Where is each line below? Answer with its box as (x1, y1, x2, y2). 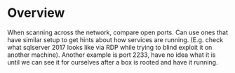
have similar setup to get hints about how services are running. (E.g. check (7, 35, 223, 44)
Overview (7, 5, 65, 21)
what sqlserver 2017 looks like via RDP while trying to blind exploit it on (7, 43, 213, 51)
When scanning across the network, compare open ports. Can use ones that (7, 28, 228, 36)
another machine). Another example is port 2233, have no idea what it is (7, 51, 216, 59)
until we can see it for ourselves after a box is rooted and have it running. (7, 58, 218, 66)
